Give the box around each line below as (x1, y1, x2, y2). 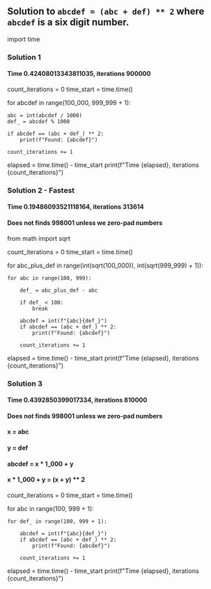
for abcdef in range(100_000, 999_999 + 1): (7, 98, 131, 107)
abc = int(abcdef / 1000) (7, 111, 82, 119)
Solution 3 (7, 379, 43, 388)
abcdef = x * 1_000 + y (7, 460, 74, 468)
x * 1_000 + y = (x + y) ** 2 (7, 476, 86, 484)
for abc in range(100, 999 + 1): (7, 504, 94, 512)
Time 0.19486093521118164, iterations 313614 (7, 203, 144, 211)
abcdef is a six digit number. (7, 17, 130, 29)
